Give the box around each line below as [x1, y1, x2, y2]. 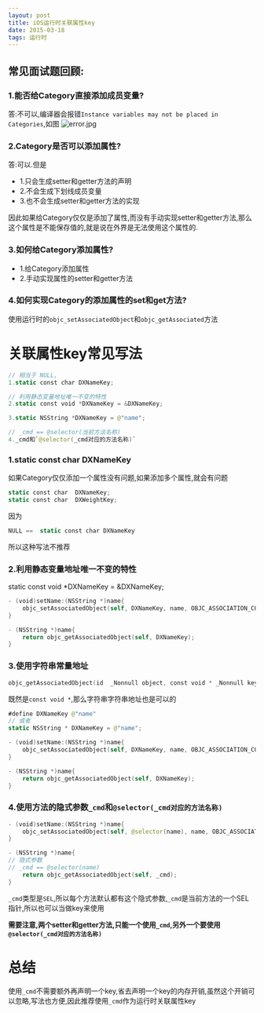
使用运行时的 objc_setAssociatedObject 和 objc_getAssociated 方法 [8, 314, 218, 324]
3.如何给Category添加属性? [8, 244, 114, 255]
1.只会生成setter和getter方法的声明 [19, 177, 132, 186]
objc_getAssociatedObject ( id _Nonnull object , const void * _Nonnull [8, 678, 244, 687]
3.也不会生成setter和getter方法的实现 [19, 196, 140, 206]
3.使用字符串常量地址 [8, 660, 89, 671]
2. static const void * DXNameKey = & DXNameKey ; [8, 400, 163, 408]
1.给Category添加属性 [19, 264, 90, 273]
